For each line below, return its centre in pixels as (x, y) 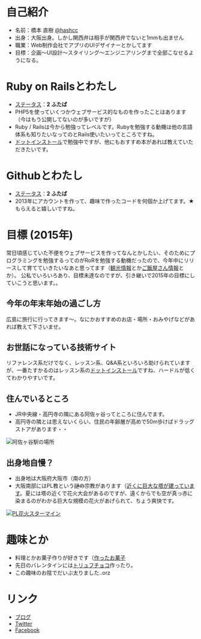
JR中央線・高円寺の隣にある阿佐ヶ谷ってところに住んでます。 (91, 414)
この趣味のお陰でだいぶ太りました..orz (63, 572)
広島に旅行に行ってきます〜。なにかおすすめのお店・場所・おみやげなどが (98, 319)
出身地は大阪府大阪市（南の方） (54, 478)
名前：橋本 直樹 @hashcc (46, 30)
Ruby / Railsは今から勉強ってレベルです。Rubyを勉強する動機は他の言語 (104, 127)
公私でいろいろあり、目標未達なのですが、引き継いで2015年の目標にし (108, 275)
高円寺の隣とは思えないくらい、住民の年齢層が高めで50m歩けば (94, 422)
